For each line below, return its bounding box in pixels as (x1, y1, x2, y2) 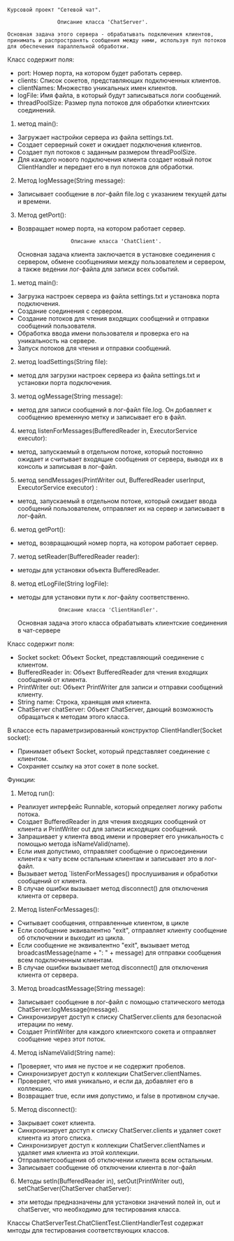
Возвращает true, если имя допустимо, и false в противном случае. (17, 1091, 220, 1100)
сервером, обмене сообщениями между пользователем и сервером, (17, 258, 226, 266)
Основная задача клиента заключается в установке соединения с (17, 250, 216, 259)
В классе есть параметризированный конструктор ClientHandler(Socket (7, 726, 222, 734)
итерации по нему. (17, 1020, 73, 1028)
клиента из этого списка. (17, 1133, 93, 1142)
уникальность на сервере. (17, 337, 97, 344)
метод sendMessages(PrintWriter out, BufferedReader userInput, (17, 476, 206, 484)
